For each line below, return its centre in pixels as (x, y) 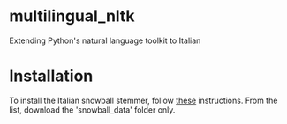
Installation (51, 76)
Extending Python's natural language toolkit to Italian (105, 40)
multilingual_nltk (72, 16)
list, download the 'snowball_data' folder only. (92, 109)
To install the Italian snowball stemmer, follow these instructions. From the (143, 100)
